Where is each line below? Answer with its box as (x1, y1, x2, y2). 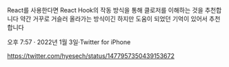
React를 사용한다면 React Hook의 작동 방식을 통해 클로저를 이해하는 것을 (7, 6, 203, 14)
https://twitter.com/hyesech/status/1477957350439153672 (7, 52, 175, 60)
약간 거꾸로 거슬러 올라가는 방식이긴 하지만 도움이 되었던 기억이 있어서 (19, 15, 208, 23)
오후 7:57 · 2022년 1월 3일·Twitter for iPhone (7, 38, 131, 46)
